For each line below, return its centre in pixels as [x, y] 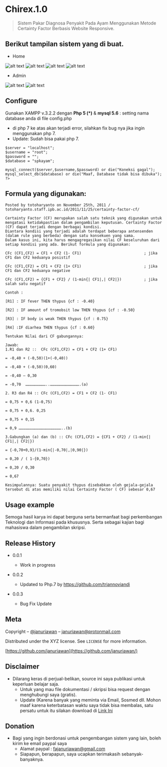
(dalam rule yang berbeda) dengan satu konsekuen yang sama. [70, 236]
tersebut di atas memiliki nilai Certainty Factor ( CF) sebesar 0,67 [80, 489]
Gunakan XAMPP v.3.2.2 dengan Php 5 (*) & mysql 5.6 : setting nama [77, 113]
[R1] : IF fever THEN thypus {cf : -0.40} [50, 301]
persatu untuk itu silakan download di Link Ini [66, 710]
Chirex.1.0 [26, 9]
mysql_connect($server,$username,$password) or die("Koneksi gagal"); [80, 169]
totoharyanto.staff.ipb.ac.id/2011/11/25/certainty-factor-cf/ [72, 209]
